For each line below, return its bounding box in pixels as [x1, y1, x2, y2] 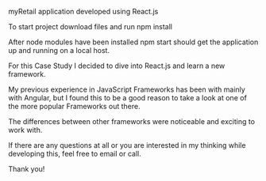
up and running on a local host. [8, 46, 110, 55]
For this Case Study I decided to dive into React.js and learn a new [8, 61, 226, 70]
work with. [8, 126, 43, 134]
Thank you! [8, 164, 45, 173]
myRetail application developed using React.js [8, 7, 159, 16]
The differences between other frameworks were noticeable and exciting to [8, 117, 256, 126]
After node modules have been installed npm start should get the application [8, 37, 259, 47]
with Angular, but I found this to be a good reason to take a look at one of [8, 93, 248, 102]
